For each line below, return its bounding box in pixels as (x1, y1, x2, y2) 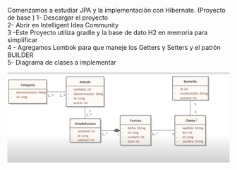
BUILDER (7, 51, 34, 59)
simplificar (7, 36, 38, 44)
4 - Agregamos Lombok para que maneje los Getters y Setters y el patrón (7, 44, 221, 51)
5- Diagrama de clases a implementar (7, 58, 116, 66)
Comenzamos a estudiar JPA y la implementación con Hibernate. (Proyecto (7, 6, 226, 14)
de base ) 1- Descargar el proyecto (7, 13, 109, 22)
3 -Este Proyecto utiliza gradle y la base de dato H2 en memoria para (7, 28, 208, 37)
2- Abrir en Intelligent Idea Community (7, 21, 119, 29)
